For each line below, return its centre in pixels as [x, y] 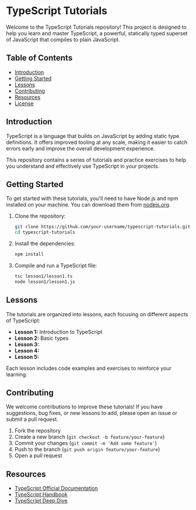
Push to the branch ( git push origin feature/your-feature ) [87, 450]
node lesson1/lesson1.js [45, 282]
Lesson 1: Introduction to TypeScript [58, 332]
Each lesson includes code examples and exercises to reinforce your [89, 368]
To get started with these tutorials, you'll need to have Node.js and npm [92, 198]
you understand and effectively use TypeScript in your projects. [83, 166]
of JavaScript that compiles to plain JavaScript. [63, 39]
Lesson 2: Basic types [42, 338]
